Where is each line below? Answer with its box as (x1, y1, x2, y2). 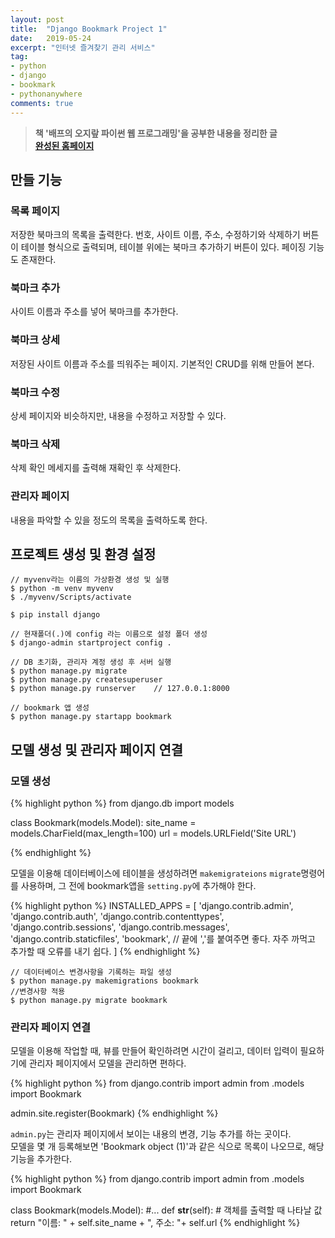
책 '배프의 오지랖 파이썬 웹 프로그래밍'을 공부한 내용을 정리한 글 (34, 127, 278, 139)
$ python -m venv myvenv (10, 584, 114, 594)
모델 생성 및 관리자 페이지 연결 (10, 741, 184, 758)
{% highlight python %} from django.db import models (10, 797, 235, 810)
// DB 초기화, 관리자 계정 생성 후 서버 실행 (10, 657, 172, 668)
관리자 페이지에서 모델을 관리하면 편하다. (28, 1057, 187, 1070)
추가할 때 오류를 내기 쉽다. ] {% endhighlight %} (10, 946, 201, 958)
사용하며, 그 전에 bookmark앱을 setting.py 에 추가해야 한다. (20, 880, 257, 892)
